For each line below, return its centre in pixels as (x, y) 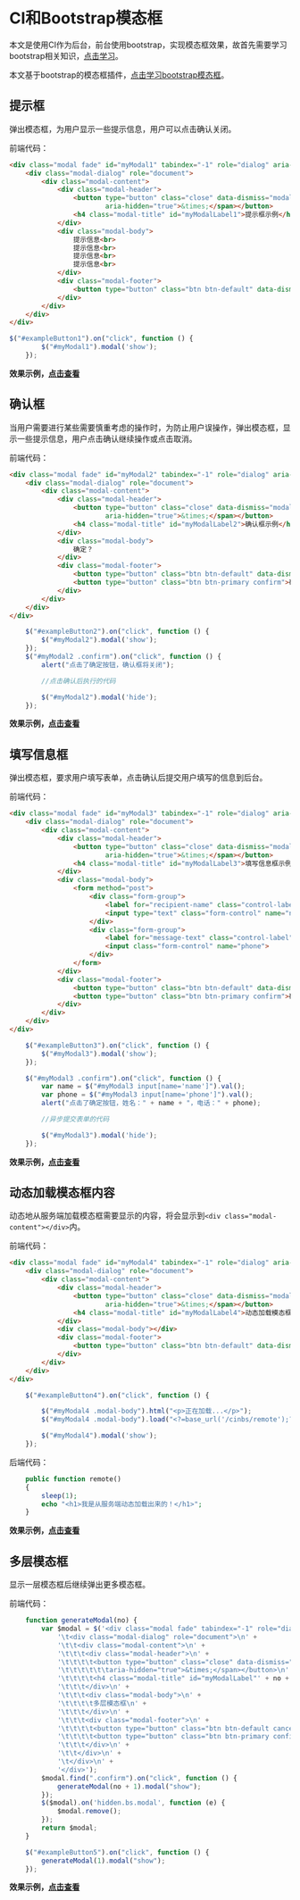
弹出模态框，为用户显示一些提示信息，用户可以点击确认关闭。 (123, 129)
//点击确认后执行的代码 (79, 681)
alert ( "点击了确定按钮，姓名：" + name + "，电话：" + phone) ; (151, 1104)
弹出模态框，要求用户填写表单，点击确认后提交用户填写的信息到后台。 (138, 778)
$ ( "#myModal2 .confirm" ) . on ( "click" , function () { (123, 657)
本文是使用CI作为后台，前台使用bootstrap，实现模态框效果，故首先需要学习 (148, 45)
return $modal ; (70, 1828)
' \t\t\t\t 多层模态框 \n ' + (102, 1703)
